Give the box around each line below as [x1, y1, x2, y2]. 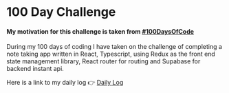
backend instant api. [6, 65, 65, 73]
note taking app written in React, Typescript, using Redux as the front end [6, 50, 216, 59]
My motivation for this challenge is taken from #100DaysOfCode [6, 27, 194, 35]
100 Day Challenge [6, 4, 116, 20]
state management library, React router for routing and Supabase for [6, 57, 201, 65]
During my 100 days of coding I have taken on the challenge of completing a [6, 43, 223, 51]
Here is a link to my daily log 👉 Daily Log [6, 79, 124, 87]
